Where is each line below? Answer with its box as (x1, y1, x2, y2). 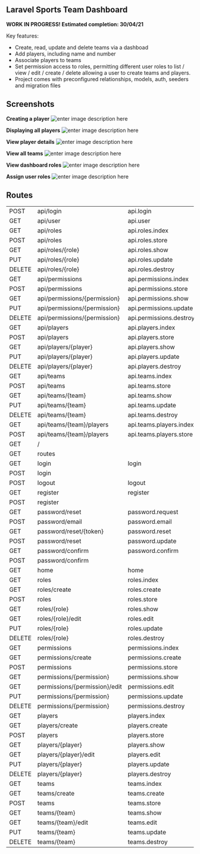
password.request (127, 508, 179, 516)
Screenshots (6, 99, 55, 109)
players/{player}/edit (37, 751, 95, 759)
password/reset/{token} (37, 527, 104, 536)
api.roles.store (127, 236, 168, 244)
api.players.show (127, 343, 176, 351)
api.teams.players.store (127, 430, 193, 438)
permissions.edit (127, 683, 174, 691)
